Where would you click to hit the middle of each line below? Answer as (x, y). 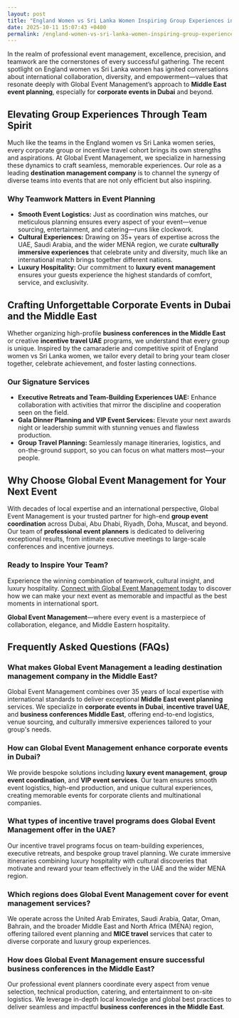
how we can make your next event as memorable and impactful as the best (117, 596)
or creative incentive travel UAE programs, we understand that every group (118, 341)
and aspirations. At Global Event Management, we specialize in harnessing (117, 158)
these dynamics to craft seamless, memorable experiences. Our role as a (115, 165)
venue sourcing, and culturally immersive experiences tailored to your (110, 722)
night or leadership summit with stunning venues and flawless (108, 427)
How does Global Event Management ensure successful (106, 960)
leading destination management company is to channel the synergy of (113, 173)
